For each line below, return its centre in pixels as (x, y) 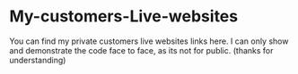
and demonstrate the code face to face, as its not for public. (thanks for (141, 50)
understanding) (38, 60)
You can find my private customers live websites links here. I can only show (149, 41)
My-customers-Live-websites (124, 16)
